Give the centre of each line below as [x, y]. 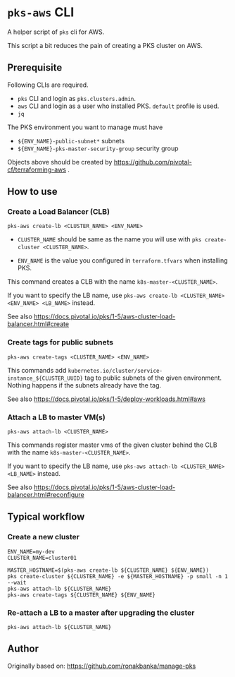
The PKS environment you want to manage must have [85, 127]
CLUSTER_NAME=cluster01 [42, 558]
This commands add [37, 370]
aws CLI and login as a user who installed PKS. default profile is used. [118, 106]
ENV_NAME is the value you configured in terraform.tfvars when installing [122, 260]
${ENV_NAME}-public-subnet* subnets [71, 140]
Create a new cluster [43, 537]
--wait [17, 582]
